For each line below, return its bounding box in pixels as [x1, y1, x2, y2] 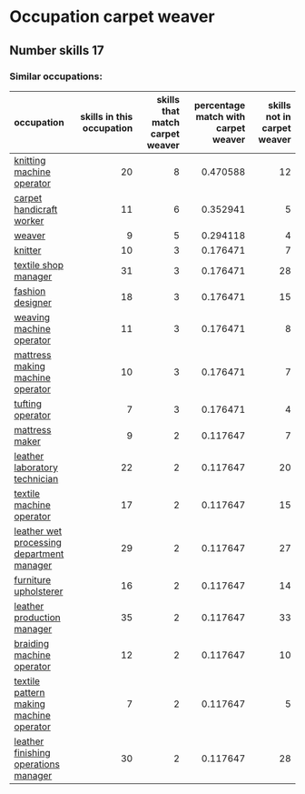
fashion [14, 285, 46, 297]
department [14, 548, 64, 560]
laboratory [14, 461, 59, 474]
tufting [14, 397, 43, 410]
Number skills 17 [9, 43, 104, 58]
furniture [14, 573, 52, 586]
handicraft [14, 203, 58, 216]
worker [14, 214, 44, 226]
